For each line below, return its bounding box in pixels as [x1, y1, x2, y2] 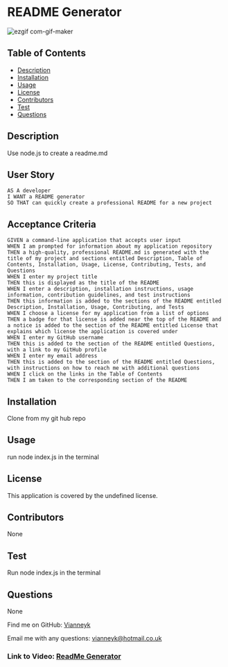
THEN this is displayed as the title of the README [7, 280, 159, 287]
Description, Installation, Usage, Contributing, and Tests [7, 304, 185, 311]
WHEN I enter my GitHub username [7, 335, 104, 341]
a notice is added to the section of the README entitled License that [7, 322, 218, 329]
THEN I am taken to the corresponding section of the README [7, 377, 188, 384]
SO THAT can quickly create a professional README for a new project [7, 200, 213, 207]
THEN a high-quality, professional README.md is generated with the [7, 249, 209, 256]
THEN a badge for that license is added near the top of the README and [7, 316, 222, 323]
